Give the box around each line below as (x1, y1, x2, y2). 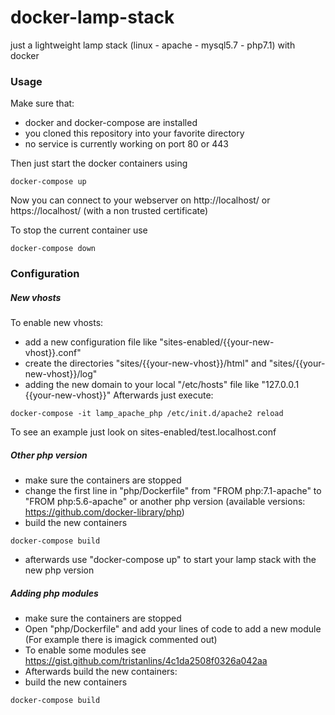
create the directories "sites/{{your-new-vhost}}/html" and (24, 357, 267, 370)
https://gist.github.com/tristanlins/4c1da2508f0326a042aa (24, 655, 268, 667)
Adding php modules (10, 587, 99, 599)
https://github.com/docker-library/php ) (24, 506, 185, 518)
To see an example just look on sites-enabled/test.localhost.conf (10, 426, 277, 438)
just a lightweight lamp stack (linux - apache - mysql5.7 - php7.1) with (10, 39, 296, 51)
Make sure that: (10, 97, 75, 110)
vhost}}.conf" (24, 347, 82, 359)
